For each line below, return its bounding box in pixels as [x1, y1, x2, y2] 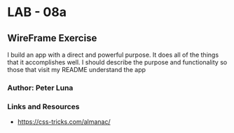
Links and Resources [7, 101, 80, 111]
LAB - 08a [7, 4, 67, 20]
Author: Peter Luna [7, 83, 74, 92]
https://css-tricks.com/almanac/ [17, 118, 111, 126]
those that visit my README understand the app [7, 66, 146, 73]
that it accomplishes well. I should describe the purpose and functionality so [7, 58, 228, 66]
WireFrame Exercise [7, 32, 97, 44]
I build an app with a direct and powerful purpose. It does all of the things [7, 50, 219, 59]
